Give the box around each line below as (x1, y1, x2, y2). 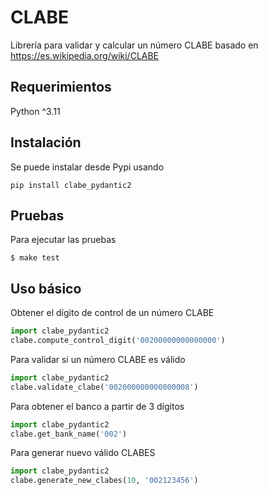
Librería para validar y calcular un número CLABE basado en (10, 39, 259, 51)
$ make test (10, 253, 60, 263)
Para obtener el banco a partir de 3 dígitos (10, 400, 185, 412)
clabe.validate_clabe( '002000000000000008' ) (10, 382, 199, 392)
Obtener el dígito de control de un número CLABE (10, 307, 215, 319)
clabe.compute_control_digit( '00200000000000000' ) (10, 336, 226, 346)
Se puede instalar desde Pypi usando (10, 161, 165, 173)
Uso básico (10, 280, 82, 297)
